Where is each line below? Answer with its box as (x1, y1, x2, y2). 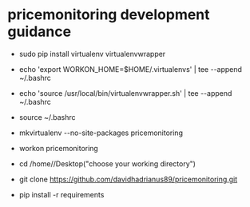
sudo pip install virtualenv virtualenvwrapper (18, 49, 166, 58)
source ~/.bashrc (18, 112, 77, 121)
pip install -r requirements (18, 189, 105, 199)
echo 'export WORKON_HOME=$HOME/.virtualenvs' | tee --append (18, 64, 243, 74)
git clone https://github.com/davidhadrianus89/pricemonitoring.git (18, 174, 238, 184)
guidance (7, 22, 72, 41)
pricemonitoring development (7, 6, 210, 24)
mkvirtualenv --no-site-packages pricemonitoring (18, 128, 183, 137)
